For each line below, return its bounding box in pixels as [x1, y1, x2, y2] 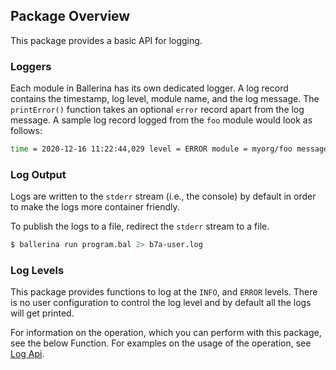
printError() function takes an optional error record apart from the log [10, 104, 305, 116]
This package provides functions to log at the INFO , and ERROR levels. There [10, 286, 318, 298]
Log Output [10, 167, 67, 181]
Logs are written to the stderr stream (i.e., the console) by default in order [10, 190, 317, 203]
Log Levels [10, 264, 65, 278]
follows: [10, 125, 43, 137]
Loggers [10, 59, 52, 73]
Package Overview [10, 8, 131, 25]
